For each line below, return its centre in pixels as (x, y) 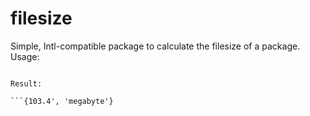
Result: (26, 83)
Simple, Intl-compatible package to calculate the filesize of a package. (155, 46)
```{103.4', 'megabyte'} (62, 101)
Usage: (25, 56)
